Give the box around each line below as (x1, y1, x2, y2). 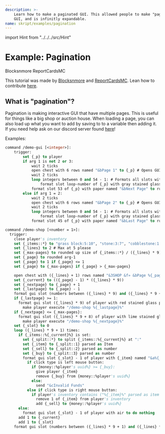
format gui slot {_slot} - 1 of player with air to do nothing (23, 410, 155, 415)
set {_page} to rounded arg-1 (14, 255, 76, 260)
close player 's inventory (14, 236, 67, 242)
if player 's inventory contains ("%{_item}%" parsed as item (31, 392, 160, 397)
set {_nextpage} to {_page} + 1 (14, 282, 80, 287)
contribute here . (5, 83, 38, 89)
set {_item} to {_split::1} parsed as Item (23, 341, 113, 347)
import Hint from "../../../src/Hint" (5, 35, 71, 40)
